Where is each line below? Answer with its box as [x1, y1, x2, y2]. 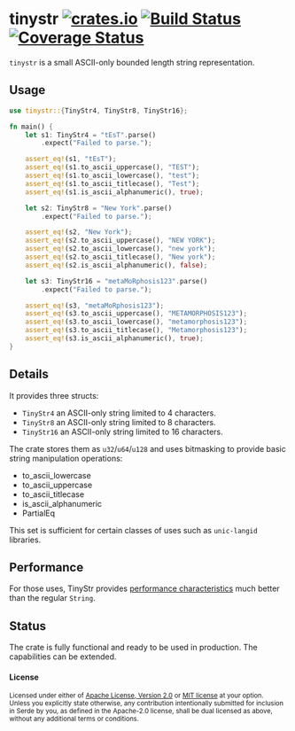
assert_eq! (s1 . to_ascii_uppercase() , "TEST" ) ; [25, 163, 200, 172]
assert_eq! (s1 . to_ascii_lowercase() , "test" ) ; [25, 171, 200, 180]
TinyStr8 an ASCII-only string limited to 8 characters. [21, 416, 216, 427]
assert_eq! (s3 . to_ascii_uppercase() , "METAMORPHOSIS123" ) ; [25, 309, 248, 318]
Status [9, 618, 47, 634]
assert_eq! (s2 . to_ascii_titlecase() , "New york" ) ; [25, 253, 216, 261]
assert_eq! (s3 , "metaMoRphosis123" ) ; [25, 301, 165, 310]
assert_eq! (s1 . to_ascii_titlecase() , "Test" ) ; [25, 179, 200, 188]
